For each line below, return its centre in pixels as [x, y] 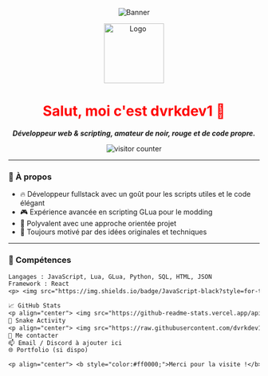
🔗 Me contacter [33, 335]
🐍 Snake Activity [37, 320]
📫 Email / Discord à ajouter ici [65, 343]
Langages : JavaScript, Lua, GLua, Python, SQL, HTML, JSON [110, 276]
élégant [32, 203]
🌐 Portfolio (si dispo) [48, 351]
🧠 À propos [30, 177]
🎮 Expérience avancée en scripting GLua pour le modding [116, 212]
